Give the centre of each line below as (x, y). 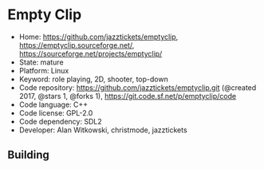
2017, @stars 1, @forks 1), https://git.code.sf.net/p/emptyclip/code (128, 96)
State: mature (41, 62)
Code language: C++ (53, 104)
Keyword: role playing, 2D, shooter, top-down (93, 79)
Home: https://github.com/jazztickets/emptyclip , (99, 37)
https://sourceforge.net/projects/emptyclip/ (91, 53)
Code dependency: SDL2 (60, 121)
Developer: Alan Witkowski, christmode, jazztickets (103, 130)
